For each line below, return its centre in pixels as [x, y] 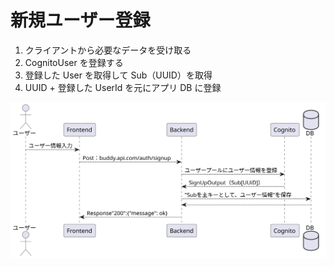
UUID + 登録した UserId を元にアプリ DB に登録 [123, 87]
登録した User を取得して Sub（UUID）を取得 [118, 75]
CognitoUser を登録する [74, 62]
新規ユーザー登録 [80, 20]
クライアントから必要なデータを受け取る [108, 50]
